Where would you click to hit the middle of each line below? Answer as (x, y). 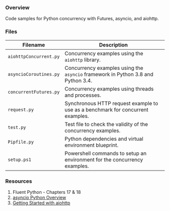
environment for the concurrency (104, 159)
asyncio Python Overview (39, 197)
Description (113, 45)
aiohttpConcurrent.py (34, 56)
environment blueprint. (92, 145)
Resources (19, 181)
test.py (17, 127)
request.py (21, 110)
